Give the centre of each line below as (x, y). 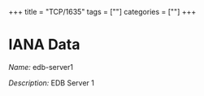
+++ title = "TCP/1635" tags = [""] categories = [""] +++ (102, 12)
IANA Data (44, 45)
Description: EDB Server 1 (52, 83)
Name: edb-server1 (41, 67)
